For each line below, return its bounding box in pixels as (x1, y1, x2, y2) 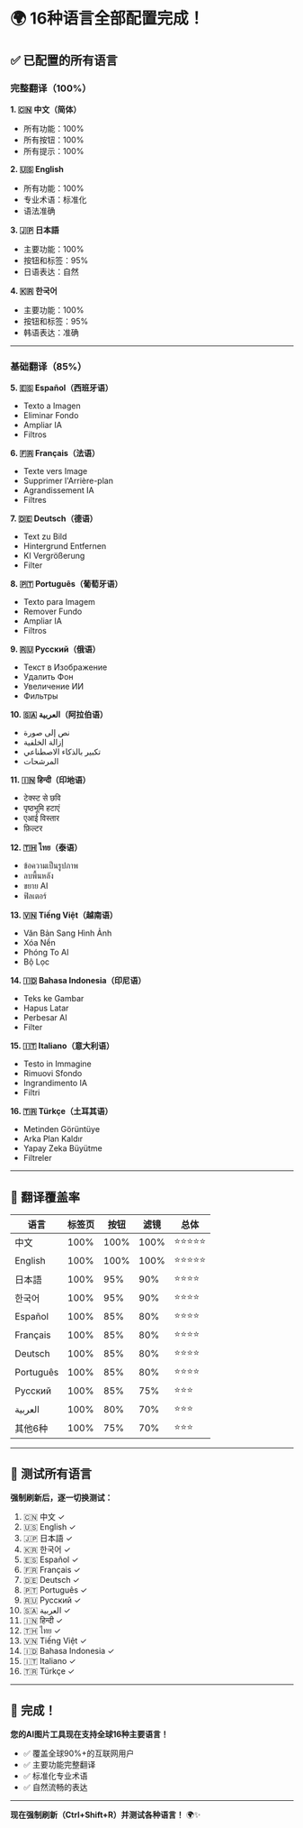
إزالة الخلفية (22, 736, 64, 748)
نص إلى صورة (22, 727, 70, 738)
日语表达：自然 (22, 266, 79, 277)
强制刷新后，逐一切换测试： (10, 1492, 113, 1503)
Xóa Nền (22, 937, 57, 948)
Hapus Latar (22, 1002, 69, 1014)
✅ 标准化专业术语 (22, 1770, 88, 1781)
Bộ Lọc (22, 956, 50, 967)
